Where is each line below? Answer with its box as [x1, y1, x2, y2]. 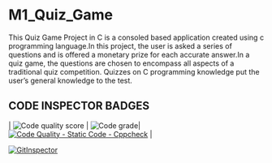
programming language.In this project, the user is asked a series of [8, 41, 233, 50]
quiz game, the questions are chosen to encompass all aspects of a [8, 58, 235, 68]
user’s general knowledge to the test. [8, 75, 132, 85]
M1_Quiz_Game [8, 6, 114, 24]
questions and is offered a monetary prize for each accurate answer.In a [8, 49, 250, 59]
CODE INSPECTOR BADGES [8, 99, 150, 113]
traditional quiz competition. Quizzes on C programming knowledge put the [8, 66, 260, 76]
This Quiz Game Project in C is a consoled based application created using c [8, 32, 265, 42]
